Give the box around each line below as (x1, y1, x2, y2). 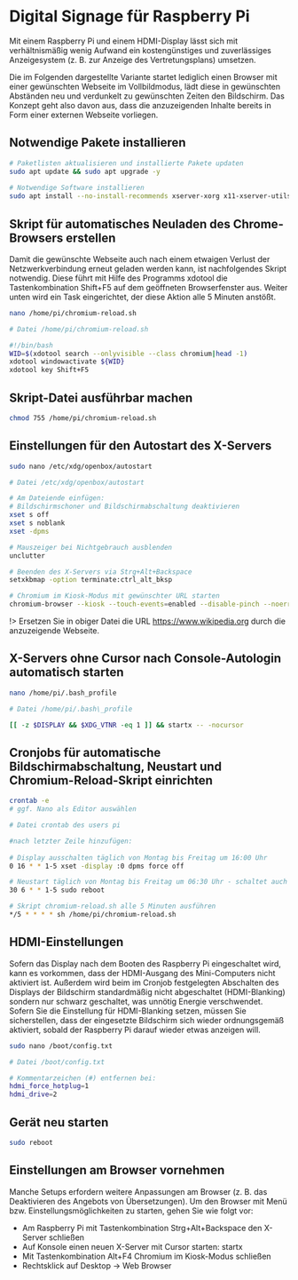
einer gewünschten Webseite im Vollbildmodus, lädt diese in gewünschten (9, 81, 281, 91)
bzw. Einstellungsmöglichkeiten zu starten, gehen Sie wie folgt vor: (9, 1205, 254, 1216)
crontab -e (9, 797, 50, 806)
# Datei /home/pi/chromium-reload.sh (9, 324, 149, 334)
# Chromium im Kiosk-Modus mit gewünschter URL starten (9, 592, 220, 600)
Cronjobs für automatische (9, 744, 161, 760)
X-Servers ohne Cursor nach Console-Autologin (9, 651, 282, 666)
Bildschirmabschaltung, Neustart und (9, 759, 222, 774)
